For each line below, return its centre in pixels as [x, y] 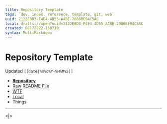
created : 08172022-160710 [32, 28]
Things [19, 102]
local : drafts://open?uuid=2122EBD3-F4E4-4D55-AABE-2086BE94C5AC [74, 24]
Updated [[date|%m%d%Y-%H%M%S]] [39, 71]
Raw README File [31, 86]
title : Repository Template [34, 10]
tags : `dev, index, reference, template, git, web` [60, 14]
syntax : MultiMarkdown [29, 33]
